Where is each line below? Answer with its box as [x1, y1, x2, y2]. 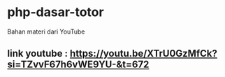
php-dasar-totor [7, 4, 104, 20]
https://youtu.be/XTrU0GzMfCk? [69, 48, 218, 59]
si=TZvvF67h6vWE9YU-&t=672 [7, 59, 150, 71]
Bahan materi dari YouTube [7, 27, 85, 36]
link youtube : [7, 48, 68, 59]
